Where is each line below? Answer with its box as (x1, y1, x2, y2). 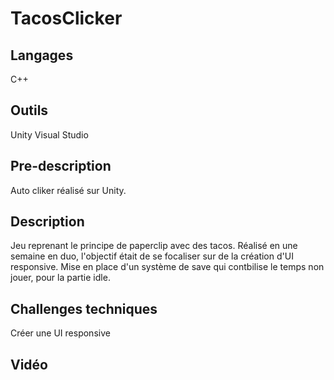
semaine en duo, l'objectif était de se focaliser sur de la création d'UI (10, 250, 294, 262)
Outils (10, 102, 49, 119)
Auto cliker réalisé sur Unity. (10, 184, 127, 196)
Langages (10, 47, 74, 64)
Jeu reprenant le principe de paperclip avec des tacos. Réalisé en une (10, 240, 298, 252)
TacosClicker (10, 7, 123, 30)
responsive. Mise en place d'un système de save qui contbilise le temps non (10, 261, 325, 273)
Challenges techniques (10, 300, 158, 317)
